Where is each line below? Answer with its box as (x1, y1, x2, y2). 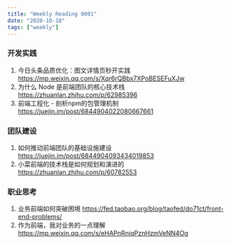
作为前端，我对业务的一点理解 (17, 221, 106, 230)
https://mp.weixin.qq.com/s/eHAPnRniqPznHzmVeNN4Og (17, 229, 189, 238)
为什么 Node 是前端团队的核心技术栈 (17, 83, 125, 91)
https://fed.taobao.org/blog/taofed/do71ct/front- (81, 204, 225, 213)
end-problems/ (17, 213, 63, 221)
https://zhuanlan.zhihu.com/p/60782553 (17, 168, 138, 176)
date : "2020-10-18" (7, 17, 66, 24)
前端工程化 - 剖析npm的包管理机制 (17, 99, 119, 107)
